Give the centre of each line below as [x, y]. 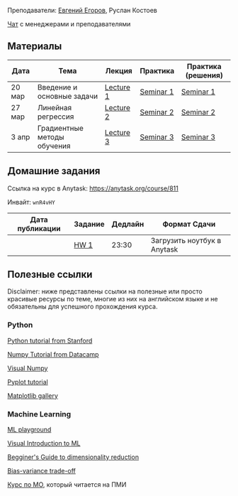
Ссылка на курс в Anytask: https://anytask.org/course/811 [93, 188]
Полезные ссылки [50, 275]
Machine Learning [39, 414]
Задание [89, 224]
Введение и [57, 87]
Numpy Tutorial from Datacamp [53, 354]
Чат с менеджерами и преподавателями [69, 24]
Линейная [55, 107]
